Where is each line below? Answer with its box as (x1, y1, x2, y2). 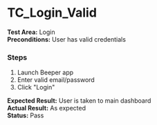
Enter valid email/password (17, 76, 95, 84)
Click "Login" (17, 83, 55, 92)
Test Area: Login (7, 28, 55, 36)
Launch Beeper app (17, 68, 74, 77)
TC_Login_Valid (7, 5, 97, 21)
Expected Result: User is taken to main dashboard (7, 97, 151, 105)
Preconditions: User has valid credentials (7, 35, 127, 43)
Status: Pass (7, 111, 44, 119)
